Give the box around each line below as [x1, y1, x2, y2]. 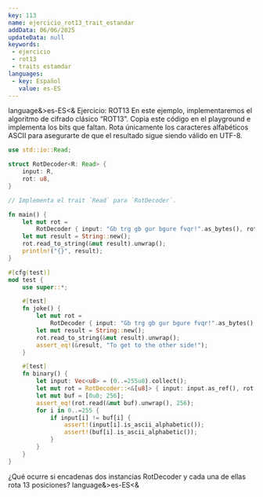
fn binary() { [22, 370, 68, 378]
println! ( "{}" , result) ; [22, 247, 103, 255]
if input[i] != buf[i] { [49, 414, 131, 422]
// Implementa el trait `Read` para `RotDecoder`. [8, 196, 177, 204]
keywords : [8, 41, 41, 49]
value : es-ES [18, 84, 61, 93]
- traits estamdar [11, 63, 72, 71]
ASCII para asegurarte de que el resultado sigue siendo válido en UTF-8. [8, 131, 243, 141]
